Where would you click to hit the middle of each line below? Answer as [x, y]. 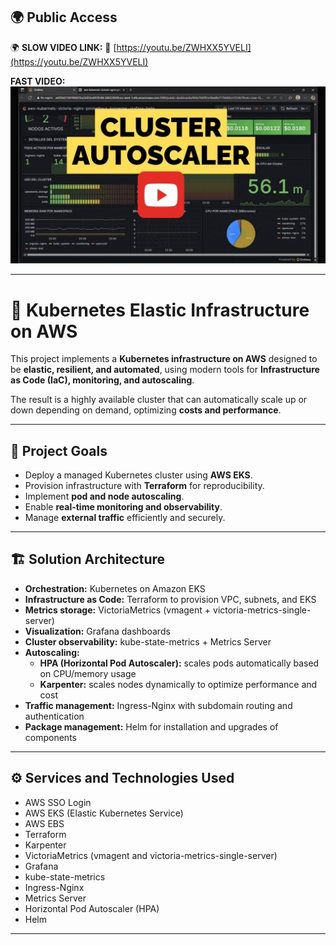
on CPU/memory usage [88, 673]
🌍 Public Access [64, 17]
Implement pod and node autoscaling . [104, 496]
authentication [54, 716]
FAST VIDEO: [38, 81]
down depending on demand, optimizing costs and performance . [146, 410]
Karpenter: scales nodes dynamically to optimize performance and [178, 684]
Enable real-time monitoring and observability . [123, 507]
